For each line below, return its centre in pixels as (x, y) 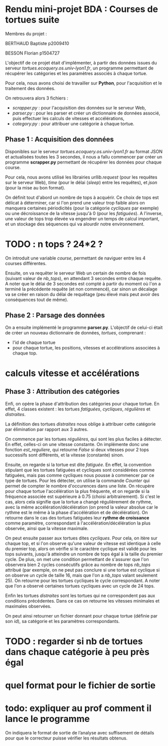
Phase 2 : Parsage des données (55, 315)
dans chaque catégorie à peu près (77, 652)
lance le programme (47, 719)
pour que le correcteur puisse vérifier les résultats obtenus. (66, 738)
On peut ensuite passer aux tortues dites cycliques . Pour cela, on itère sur (81, 538)
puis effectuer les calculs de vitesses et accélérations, (68, 118)
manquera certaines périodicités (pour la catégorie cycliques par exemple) (82, 208)
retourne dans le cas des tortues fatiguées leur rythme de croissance (77, 517)
